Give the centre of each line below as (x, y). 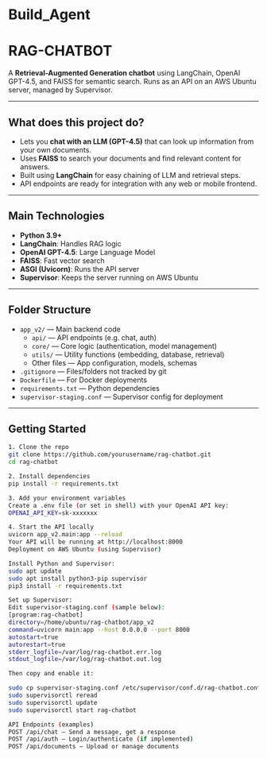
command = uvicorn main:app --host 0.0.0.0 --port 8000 (99, 629)
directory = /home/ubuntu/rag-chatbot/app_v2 (81, 622)
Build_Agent (49, 15)
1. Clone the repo (39, 447)
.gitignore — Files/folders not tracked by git (93, 371)
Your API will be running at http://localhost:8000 (95, 542)
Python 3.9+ (41, 235)
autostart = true (33, 637)
